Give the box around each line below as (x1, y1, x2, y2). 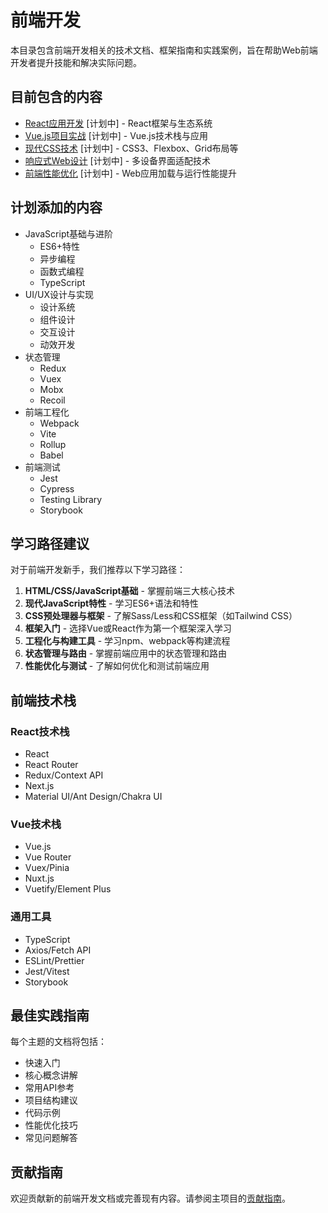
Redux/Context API (24, 769, 104, 781)
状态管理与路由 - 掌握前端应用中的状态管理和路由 (24, 647, 228, 660)
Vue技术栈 (10, 817, 62, 831)
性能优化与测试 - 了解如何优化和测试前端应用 (24, 660, 210, 672)
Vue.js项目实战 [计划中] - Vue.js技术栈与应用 (24, 129, 209, 141)
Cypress (39, 482, 75, 495)
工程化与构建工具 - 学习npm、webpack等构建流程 (24, 635, 231, 647)
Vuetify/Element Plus (24, 883, 112, 895)
